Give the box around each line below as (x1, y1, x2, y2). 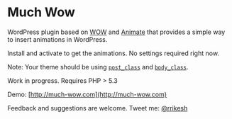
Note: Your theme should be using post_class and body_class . (7, 62, 189, 71)
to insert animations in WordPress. (7, 35, 108, 43)
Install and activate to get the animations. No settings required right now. (7, 49, 220, 57)
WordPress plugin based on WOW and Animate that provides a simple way (7, 28, 226, 36)
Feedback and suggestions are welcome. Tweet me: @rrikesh (7, 103, 188, 112)
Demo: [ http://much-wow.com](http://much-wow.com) (7, 90, 167, 98)
